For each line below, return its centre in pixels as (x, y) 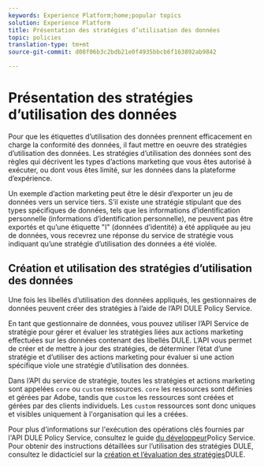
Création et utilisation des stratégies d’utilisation (130, 269)
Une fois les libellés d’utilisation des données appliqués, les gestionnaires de (132, 299)
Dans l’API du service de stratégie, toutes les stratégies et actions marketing (132, 380)
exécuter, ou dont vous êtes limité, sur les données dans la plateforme (122, 169)
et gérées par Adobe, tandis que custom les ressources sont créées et (121, 397)
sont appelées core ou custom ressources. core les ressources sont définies (130, 389)
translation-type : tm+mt (49, 45)
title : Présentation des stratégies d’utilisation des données (114, 30)
